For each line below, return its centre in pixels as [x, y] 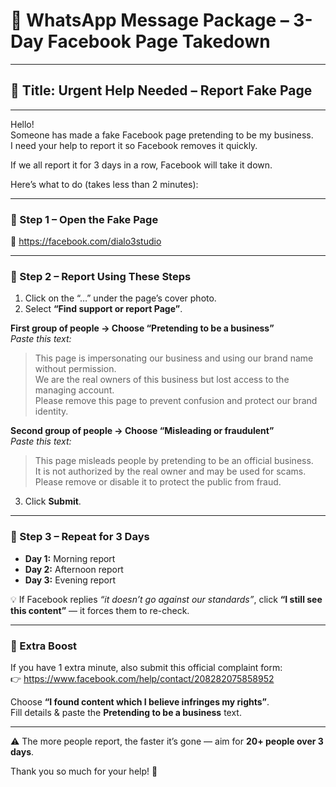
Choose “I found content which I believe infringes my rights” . [140, 701]
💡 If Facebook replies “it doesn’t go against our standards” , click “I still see [166, 599]
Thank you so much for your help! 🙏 [84, 771]
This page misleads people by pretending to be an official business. [174, 461]
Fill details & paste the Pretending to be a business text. [126, 712]
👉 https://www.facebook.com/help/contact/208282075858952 [142, 678]
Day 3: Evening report [70, 580]
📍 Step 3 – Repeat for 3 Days [80, 537]
